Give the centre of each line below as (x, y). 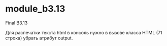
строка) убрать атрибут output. (39, 38)
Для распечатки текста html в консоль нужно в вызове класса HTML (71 (84, 32)
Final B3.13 (16, 23)
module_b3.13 (35, 9)
